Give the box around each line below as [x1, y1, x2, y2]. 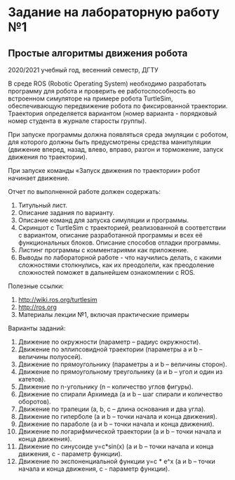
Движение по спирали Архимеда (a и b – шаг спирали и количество [18, 390, 223, 398]
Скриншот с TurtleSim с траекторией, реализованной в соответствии [18, 223, 227, 232]
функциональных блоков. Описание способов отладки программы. [18, 238, 221, 247]
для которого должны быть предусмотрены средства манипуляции [8, 138, 211, 146]
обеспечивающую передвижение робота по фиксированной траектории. [8, 102, 228, 110]
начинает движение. [8, 174, 69, 182]
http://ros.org [18, 303, 57, 311]
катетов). [18, 375, 46, 383]
